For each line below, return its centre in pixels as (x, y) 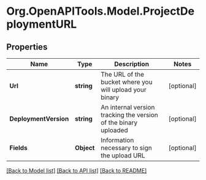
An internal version (128, 107)
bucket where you (127, 82)
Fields (18, 148)
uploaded (114, 130)
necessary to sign (126, 148)
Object (85, 148)
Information (117, 140)
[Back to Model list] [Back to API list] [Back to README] (77, 171)
